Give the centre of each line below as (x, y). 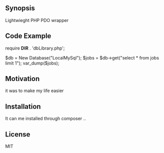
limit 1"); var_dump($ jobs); (32, 63)
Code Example (28, 36)
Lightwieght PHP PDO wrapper (37, 20)
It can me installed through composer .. (45, 118)
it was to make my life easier (34, 91)
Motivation (22, 79)
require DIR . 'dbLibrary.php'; (35, 48)
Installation (23, 106)
